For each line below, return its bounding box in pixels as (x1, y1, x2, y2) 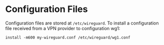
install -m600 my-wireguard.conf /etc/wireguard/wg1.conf (5, 35, 130, 40)
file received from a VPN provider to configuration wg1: (5, 25, 120, 31)
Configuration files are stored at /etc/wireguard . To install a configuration (5, 20, 159, 26)
